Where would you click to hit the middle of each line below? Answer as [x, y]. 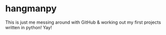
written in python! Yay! [29, 27]
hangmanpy [31, 9]
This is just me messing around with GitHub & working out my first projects [83, 22]
